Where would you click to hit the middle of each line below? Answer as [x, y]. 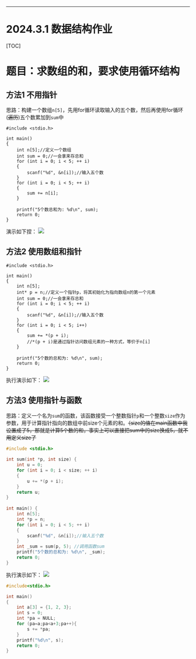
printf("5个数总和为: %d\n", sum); [57, 209]
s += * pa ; [39, 629]
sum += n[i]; [43, 193]
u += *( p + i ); [45, 481]
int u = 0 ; [30, 465]
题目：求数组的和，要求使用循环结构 [93, 71]
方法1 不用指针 [32, 95]
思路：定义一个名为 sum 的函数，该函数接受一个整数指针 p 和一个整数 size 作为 [96, 415]
